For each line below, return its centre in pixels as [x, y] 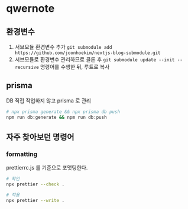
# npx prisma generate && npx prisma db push [63, 112]
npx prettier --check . [35, 184]
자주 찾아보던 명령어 [40, 137]
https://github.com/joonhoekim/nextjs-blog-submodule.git [87, 53]
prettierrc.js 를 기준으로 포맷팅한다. [47, 168]
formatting [22, 154]
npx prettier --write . [35, 200]
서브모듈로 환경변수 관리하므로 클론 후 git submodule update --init [95, 59]
